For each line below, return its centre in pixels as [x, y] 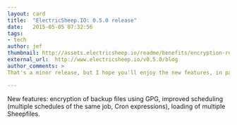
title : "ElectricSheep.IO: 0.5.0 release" [72, 20]
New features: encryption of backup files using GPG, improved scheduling [115, 98]
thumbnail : [23, 53]
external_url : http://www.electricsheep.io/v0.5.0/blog [93, 60]
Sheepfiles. [24, 114]
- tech [17, 40]
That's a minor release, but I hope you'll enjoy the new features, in [115, 72]
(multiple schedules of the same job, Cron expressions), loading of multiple [116, 106]
